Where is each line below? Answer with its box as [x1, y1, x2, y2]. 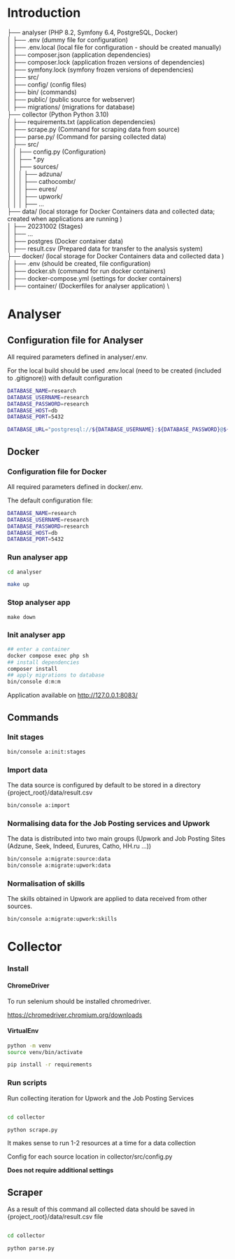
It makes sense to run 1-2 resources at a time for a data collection [7, 1139, 196, 1147]
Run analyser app [7, 552, 69, 562]
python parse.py [7, 1245, 55, 1252]
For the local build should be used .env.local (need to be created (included [7, 366, 222, 375]
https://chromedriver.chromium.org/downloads [7, 1011, 143, 1019]
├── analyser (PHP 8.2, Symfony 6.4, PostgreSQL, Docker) [7, 28, 178, 36]
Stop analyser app [7, 598, 71, 608]
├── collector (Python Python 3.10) [7, 110, 109, 119]
